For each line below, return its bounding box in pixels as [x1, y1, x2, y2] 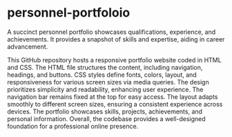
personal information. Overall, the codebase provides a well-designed [7, 114, 206, 122]
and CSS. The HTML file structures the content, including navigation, [7, 63, 203, 71]
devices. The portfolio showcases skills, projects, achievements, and [7, 107, 202, 116]
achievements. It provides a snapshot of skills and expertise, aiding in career [7, 35, 225, 43]
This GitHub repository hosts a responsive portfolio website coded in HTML [7, 55, 222, 64]
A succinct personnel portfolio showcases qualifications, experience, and [7, 28, 216, 36]
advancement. [7, 42, 48, 51]
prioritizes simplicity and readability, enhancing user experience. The [7, 85, 204, 93]
